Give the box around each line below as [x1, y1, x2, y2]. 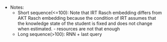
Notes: [10, 5, 24, 10]
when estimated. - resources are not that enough [17, 26, 120, 32]
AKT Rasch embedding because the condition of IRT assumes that [17, 15, 156, 21]
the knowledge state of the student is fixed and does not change [17, 20, 153, 26]
